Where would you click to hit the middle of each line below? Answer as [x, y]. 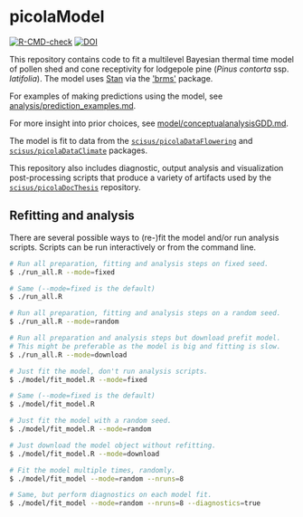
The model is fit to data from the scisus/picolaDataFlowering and [131, 140]
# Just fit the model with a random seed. [90, 421]
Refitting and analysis [72, 216]
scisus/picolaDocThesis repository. [75, 187]
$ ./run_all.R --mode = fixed [62, 272]
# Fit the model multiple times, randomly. [93, 470]
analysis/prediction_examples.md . [73, 105]
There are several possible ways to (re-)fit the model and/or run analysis [144, 237]
